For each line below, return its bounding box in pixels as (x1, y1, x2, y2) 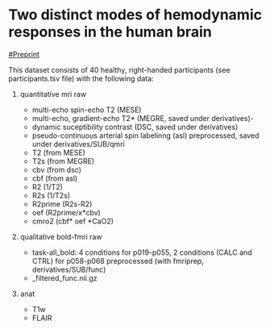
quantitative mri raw (19, 89, 87, 98)
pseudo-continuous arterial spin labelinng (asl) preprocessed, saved (31, 131, 260, 140)
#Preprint (8, 49, 40, 59)
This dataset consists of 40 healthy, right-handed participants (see (8, 65, 231, 74)
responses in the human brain (8, 23, 212, 41)
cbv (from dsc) (31, 164, 82, 174)
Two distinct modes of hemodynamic (8, 6, 262, 24)
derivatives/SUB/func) (31, 264, 106, 274)
